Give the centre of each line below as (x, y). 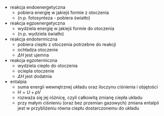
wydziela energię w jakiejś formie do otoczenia (66, 28)
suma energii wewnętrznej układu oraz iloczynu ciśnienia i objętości (88, 87)
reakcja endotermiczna (34, 39)
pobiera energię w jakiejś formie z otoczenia (63, 12)
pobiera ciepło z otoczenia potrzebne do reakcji (67, 44)
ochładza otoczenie (38, 50)
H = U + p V (29, 92)
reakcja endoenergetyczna (38, 7)
